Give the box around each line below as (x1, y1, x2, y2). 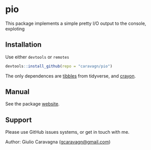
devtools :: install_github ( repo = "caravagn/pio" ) (5, 63, 113, 69)
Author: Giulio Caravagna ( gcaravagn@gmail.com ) (5, 139, 111, 145)
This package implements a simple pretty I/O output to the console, (5, 20, 146, 26)
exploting (5, 25, 25, 31)
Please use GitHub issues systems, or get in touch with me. (5, 129, 130, 135)
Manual (5, 88, 29, 96)
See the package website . (5, 101, 60, 107)
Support (5, 116, 32, 124)
